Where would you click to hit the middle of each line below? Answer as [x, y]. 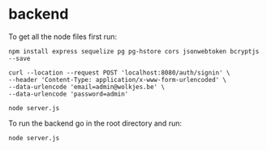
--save [19, 58]
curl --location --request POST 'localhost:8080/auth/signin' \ [119, 73]
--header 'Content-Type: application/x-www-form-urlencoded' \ [118, 79]
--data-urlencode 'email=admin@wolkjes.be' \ [86, 87]
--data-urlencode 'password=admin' [69, 94]
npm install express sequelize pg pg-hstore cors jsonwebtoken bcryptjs [134, 51]
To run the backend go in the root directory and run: [95, 123]
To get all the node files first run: [63, 36]
